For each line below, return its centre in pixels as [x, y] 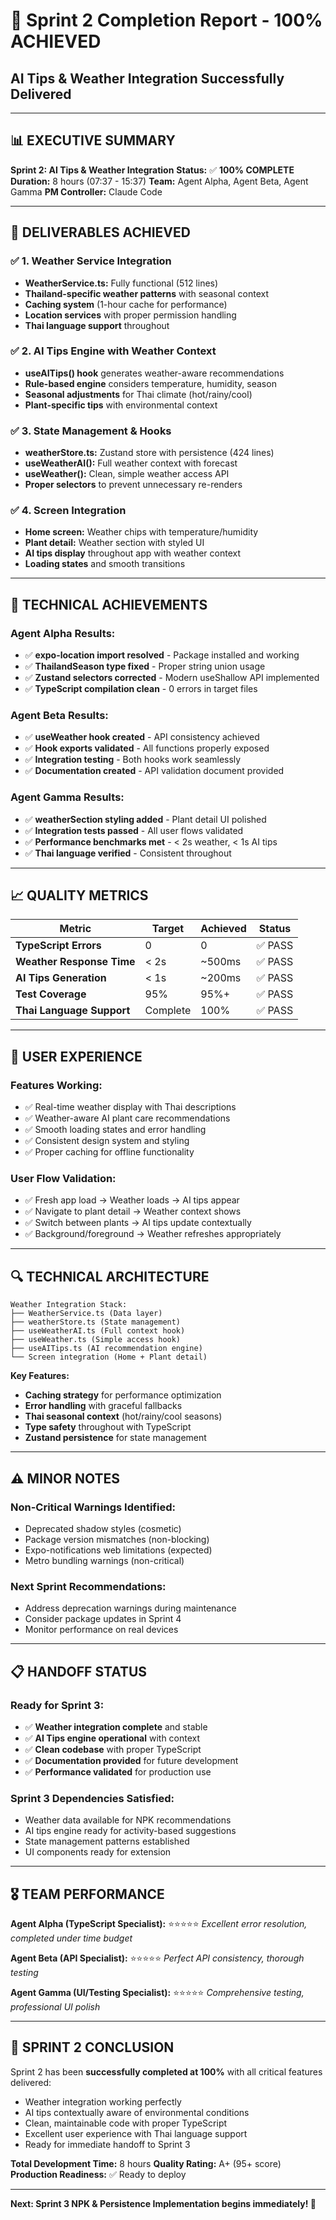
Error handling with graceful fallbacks [103, 1406]
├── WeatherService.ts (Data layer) [86, 1314]
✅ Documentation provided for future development [131, 1760]
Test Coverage [51, 994]
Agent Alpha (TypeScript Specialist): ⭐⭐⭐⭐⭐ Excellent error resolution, [159, 1924]
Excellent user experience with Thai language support [136, 2133]
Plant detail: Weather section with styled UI [114, 543]
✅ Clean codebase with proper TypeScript [113, 1749]
